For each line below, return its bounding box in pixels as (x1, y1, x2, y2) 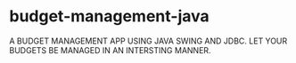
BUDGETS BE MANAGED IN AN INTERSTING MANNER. (9, 44, 211, 55)
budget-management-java (9, 6, 210, 27)
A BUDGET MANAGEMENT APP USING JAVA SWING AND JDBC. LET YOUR (9, 35, 288, 46)
